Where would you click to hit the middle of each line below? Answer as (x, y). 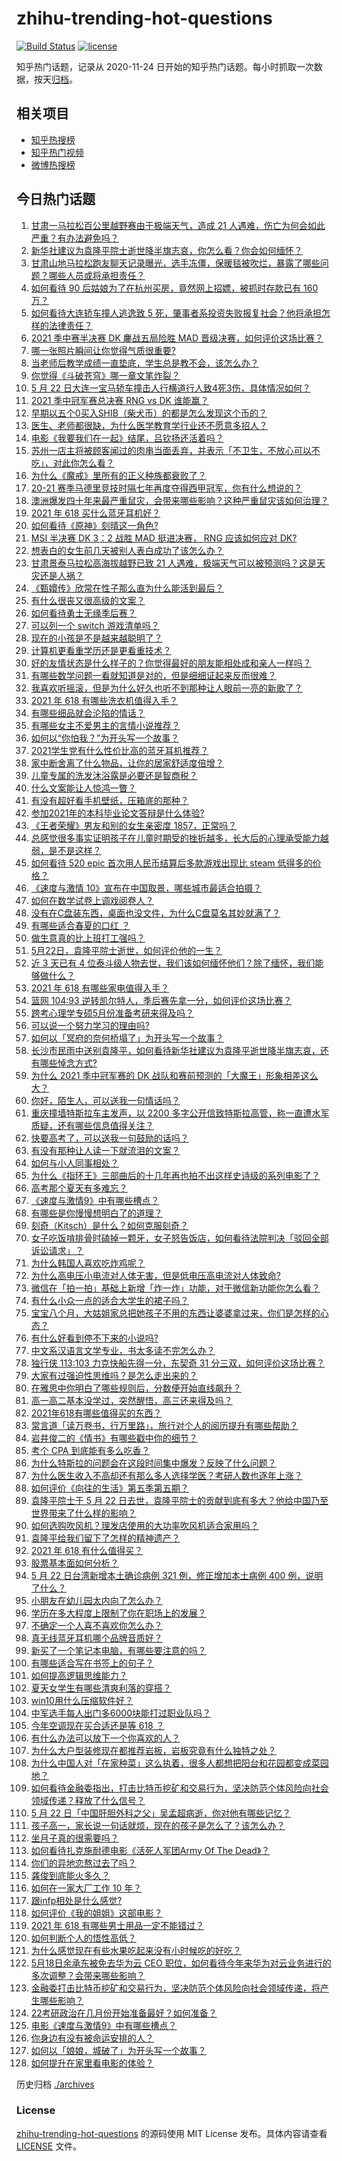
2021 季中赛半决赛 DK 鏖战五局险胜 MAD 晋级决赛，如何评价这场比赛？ (177, 338)
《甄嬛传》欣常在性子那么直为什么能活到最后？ (127, 588)
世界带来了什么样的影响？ (83, 1513)
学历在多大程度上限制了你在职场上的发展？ (118, 1613)
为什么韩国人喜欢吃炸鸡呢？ (88, 1263)
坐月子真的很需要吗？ (74, 1838)
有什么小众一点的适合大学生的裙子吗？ (109, 1300)
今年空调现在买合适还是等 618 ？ (97, 1725)
